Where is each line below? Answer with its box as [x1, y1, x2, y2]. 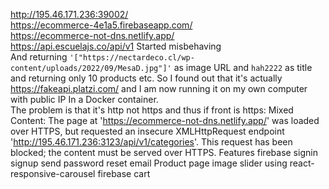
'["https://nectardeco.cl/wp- [69, 53, 195, 63]
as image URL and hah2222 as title [173, 62, 313, 73]
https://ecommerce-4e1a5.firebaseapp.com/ [10, 19, 193, 31]
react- [289, 157, 315, 169]
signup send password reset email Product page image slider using [10, 157, 288, 169]
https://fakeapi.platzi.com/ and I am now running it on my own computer [10, 83, 308, 94]
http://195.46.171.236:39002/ [10, 9, 129, 20]
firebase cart [97, 168, 151, 179]
